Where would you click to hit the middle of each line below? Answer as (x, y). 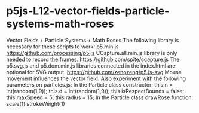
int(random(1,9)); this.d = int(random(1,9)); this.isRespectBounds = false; (95, 91)
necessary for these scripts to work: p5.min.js (62, 47)
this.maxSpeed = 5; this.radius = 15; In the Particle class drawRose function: (100, 97)
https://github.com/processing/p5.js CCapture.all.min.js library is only (92, 53)
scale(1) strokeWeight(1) (36, 103)
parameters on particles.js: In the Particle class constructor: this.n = (90, 84)
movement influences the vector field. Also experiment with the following (96, 78)
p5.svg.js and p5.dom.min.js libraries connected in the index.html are (91, 65)
